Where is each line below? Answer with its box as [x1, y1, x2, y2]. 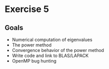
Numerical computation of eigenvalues [12, 36, 92, 42]
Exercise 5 [5, 3, 49, 15]
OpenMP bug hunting [12, 58, 57, 63]
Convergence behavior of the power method [12, 47, 104, 53]
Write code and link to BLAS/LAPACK [12, 52, 89, 58]
